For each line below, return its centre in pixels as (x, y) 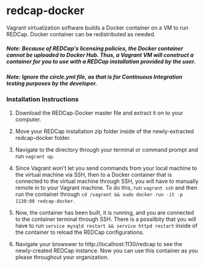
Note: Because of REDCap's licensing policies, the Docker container (95, 48)
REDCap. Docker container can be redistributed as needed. (81, 34)
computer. (28, 119)
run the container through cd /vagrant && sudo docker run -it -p (99, 194)
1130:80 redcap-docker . (45, 201)
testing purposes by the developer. (52, 83)
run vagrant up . (35, 156)
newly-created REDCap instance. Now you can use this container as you (106, 250)
